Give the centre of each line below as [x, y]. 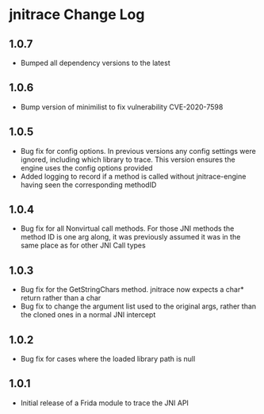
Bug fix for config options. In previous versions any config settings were [138, 151]
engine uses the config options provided [86, 167]
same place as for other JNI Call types [83, 245]
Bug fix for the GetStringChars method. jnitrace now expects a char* [132, 289]
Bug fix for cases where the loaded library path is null [108, 359]
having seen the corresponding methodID [88, 185]
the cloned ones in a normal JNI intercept [88, 315]
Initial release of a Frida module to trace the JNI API [105, 403]
